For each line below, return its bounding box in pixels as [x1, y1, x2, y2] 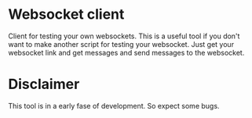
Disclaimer [8, 76, 80, 93]
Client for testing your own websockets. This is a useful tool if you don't [8, 31, 240, 41]
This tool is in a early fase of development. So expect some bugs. [8, 101, 220, 110]
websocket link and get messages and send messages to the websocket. [8, 48, 245, 57]
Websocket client [8, 5, 125, 23]
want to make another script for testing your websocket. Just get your [8, 39, 234, 48]
